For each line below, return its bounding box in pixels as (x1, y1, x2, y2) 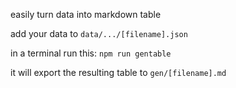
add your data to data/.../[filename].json (10, 28, 188, 39)
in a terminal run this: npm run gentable (10, 47, 172, 59)
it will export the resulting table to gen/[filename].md (10, 67, 227, 78)
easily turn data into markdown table (10, 9, 162, 20)
